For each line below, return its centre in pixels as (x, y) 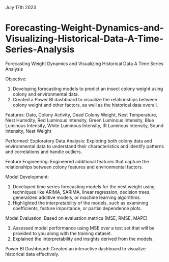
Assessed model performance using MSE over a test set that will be (83, 228)
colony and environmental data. (46, 94)
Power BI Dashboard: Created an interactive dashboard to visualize (76, 248)
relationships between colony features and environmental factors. (74, 167)
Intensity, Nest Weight (29, 131)
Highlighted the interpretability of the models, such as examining (80, 202)
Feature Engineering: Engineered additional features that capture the (77, 161)
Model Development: (27, 177)
